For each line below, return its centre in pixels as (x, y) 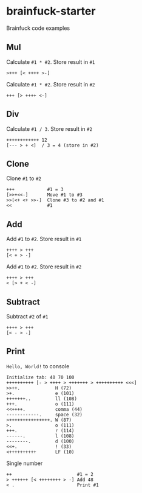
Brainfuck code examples (38, 28)
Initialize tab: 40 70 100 (40, 377)
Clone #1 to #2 (24, 178)
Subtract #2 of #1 (27, 316)
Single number (25, 463)
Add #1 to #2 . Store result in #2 (44, 267)
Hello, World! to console (38, 366)
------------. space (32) (45, 414)
